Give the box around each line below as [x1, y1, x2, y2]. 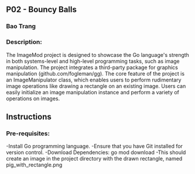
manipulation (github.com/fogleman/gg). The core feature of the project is [6, 70, 185, 77]
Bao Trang [6, 22, 36, 30]
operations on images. [6, 95, 60, 102]
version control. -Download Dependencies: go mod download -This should [6, 149, 186, 156]
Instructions [6, 112, 52, 122]
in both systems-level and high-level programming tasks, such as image [6, 57, 180, 64]
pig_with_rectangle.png [6, 161, 63, 169]
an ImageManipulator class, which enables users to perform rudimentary [6, 76, 182, 83]
